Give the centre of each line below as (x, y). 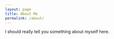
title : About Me (21, 14)
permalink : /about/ (25, 18)
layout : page (18, 9)
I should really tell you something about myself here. (57, 32)
